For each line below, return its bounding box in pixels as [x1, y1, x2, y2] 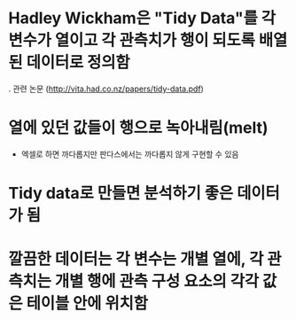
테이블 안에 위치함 [26, 293, 148, 314]
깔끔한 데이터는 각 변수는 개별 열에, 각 [8, 249, 264, 269]
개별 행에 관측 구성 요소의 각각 [54, 271, 259, 292]
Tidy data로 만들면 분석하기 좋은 [8, 183, 234, 204]
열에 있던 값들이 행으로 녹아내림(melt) [8, 118, 269, 138]
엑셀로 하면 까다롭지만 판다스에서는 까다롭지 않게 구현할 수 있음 [20, 148, 239, 160]
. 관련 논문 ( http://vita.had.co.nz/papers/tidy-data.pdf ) [8, 83, 205, 94]
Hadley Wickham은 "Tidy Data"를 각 [8, 8, 277, 28]
